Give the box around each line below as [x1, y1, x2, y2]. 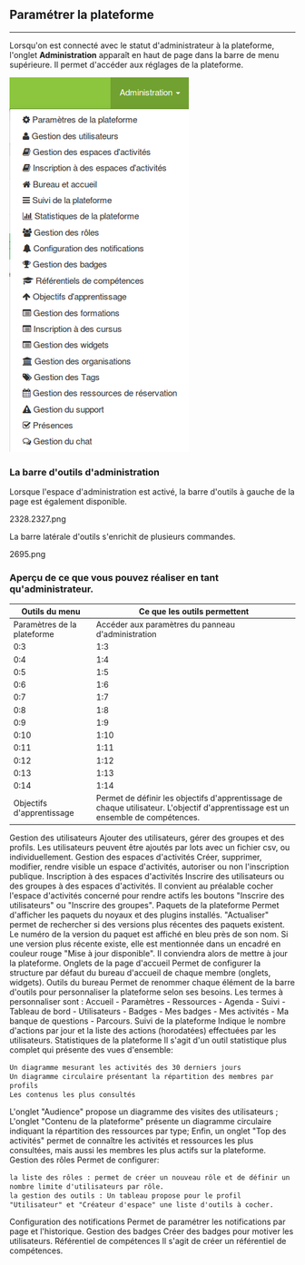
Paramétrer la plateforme [9, 7, 154, 23]
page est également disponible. [9, 496, 127, 507]
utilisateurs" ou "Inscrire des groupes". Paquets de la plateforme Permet [9, 899, 280, 910]
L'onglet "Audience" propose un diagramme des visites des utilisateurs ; [9, 1106, 279, 1117]
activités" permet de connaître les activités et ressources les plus [9, 1134, 254, 1146]
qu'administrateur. [9, 583, 93, 595]
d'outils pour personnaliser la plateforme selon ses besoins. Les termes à [9, 986, 283, 997]
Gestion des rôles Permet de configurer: [9, 1154, 160, 1165]
